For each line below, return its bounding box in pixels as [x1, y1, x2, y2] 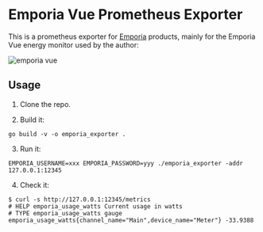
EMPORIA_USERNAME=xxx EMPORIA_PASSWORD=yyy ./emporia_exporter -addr [8, 159, 244, 167]
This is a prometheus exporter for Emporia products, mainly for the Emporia [8, 32, 256, 41]
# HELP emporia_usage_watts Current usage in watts [8, 202, 183, 211]
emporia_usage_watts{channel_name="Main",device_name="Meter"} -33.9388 [8, 216, 254, 224]
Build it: [19, 115, 45, 124]
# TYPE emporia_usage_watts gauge [8, 209, 123, 217]
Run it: [19, 144, 41, 154]
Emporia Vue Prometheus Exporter [8, 6, 243, 24]
